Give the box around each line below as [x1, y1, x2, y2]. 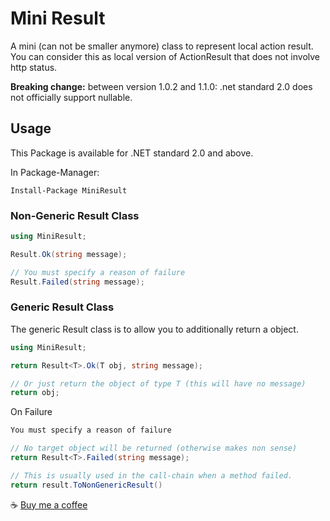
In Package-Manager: [10, 166, 100, 178]
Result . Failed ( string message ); [10, 277, 145, 287]
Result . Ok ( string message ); [10, 249, 128, 259]
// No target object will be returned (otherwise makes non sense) [10, 443, 298, 454]
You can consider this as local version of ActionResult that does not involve [10, 50, 321, 62]
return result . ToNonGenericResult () [10, 480, 163, 490]
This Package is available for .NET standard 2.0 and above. [10, 147, 254, 159]
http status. [10, 61, 58, 73]
